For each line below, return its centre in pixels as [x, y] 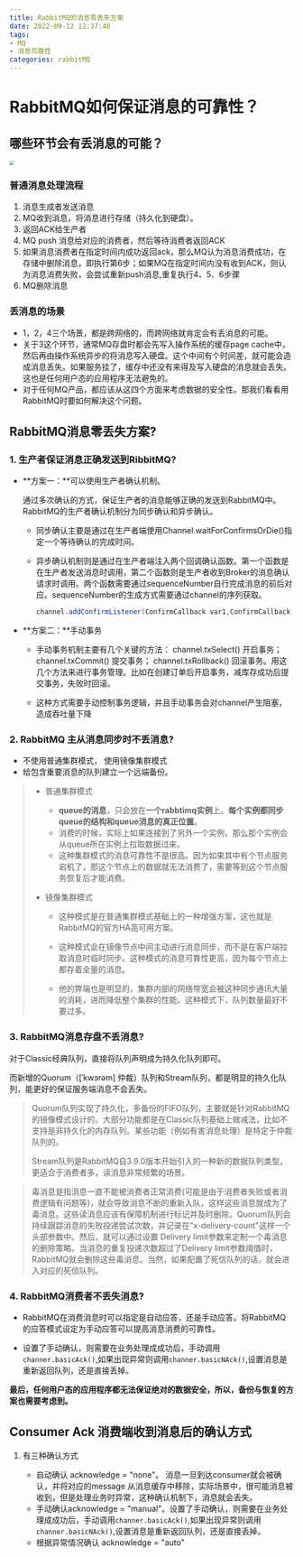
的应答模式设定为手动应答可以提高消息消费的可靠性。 [121, 1329]
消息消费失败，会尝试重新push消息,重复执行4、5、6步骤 [135, 274]
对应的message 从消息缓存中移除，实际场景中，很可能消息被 [180, 1486]
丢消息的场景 [37, 311]
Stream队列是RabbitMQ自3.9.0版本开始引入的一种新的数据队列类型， [160, 1161]
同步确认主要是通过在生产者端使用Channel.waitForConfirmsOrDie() [160, 531]
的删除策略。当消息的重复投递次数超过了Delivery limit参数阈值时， [154, 1247]
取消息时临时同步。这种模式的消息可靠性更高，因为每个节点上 [173, 959]
